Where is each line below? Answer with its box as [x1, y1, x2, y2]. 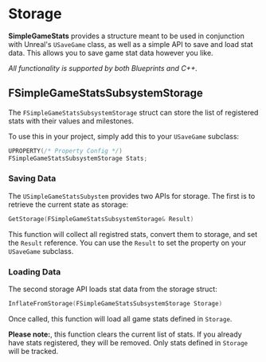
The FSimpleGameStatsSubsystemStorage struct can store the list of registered [8, 107, 259, 117]
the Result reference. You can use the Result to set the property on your [8, 238, 247, 247]
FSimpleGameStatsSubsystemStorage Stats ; [8, 154, 148, 162]
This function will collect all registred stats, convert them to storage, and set [8, 229, 257, 239]
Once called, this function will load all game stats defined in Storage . [8, 313, 233, 323]
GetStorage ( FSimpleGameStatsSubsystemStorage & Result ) [8, 215, 194, 223]
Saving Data [8, 173, 57, 184]
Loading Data [8, 266, 61, 277]
